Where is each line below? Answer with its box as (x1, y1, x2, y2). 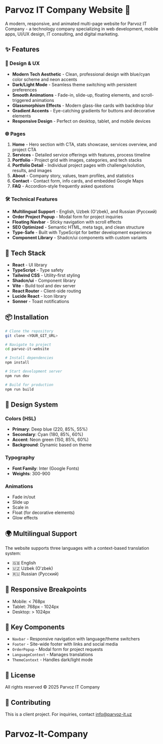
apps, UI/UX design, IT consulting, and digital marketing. (5, 31, 119, 37)
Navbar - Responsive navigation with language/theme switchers (12, 636, 140, 642)
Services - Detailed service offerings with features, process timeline (12, 152, 151, 157)
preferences (12, 87, 37, 93)
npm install (5, 360, 29, 365)
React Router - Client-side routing (12, 288, 81, 294)
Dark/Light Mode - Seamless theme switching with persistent (12, 81, 137, 87)
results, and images (12, 167, 52, 173)
